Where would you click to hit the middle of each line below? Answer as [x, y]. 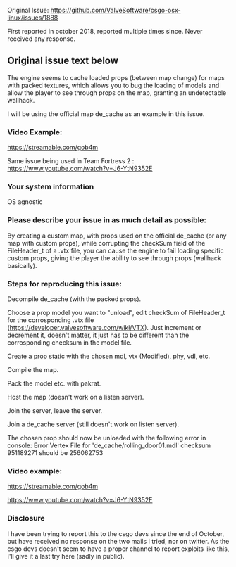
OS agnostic [25, 202]
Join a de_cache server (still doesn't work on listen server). [93, 424]
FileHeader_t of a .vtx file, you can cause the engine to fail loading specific [116, 250]
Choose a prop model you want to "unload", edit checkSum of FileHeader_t [116, 313]
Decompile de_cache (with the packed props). [74, 299]
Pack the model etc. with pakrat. [54, 383]
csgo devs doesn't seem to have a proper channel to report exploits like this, [118, 549]
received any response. [42, 39]
